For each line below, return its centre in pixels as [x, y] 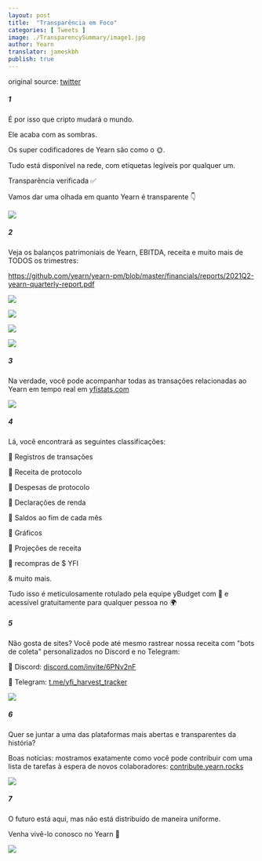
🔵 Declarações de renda [47, 502]
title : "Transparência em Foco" [63, 23]
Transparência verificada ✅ [52, 181]
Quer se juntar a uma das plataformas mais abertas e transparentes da [122, 734]
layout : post [29, 15]
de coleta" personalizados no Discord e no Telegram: [94, 651]
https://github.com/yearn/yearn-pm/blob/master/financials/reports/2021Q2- [131, 275]
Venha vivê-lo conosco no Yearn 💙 [64, 834]
